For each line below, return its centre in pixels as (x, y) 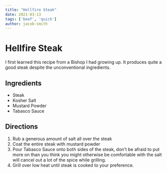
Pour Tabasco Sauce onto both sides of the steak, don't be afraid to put (86, 149)
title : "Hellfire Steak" (31, 10)
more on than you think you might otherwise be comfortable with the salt (87, 155)
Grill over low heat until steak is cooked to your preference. (73, 165)
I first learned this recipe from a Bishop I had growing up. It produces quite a (83, 62)
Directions (22, 127)
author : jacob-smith (27, 24)
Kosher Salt (24, 100)
